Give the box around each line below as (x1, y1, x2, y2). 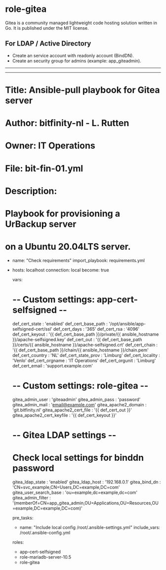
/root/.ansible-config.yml (19, 529, 71, 535)
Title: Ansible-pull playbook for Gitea (5, 84, 160, 95)
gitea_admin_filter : (12, 494, 51, 500)
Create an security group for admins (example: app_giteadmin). (12, 58, 142, 64)
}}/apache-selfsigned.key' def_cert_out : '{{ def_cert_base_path (12, 336, 142, 342)
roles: (12, 539, 24, 545)
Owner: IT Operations (5, 140, 95, 151)
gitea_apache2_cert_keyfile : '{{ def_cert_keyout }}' (12, 412, 117, 418)
